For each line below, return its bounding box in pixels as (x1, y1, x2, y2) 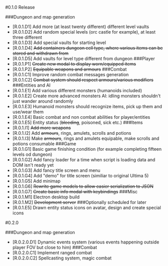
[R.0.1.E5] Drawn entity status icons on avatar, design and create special (12, 205, 161, 210)
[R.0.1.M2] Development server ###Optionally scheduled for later (12, 199, 146, 205)
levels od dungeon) (12, 151, 52, 157)
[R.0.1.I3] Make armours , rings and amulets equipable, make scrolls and (12, 135, 159, 141)
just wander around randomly (12, 98, 73, 104)
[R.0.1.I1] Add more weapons (12, 125, 71, 131)
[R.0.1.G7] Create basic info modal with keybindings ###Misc (12, 189, 138, 194)
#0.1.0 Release (5, 5, 35, 10)
